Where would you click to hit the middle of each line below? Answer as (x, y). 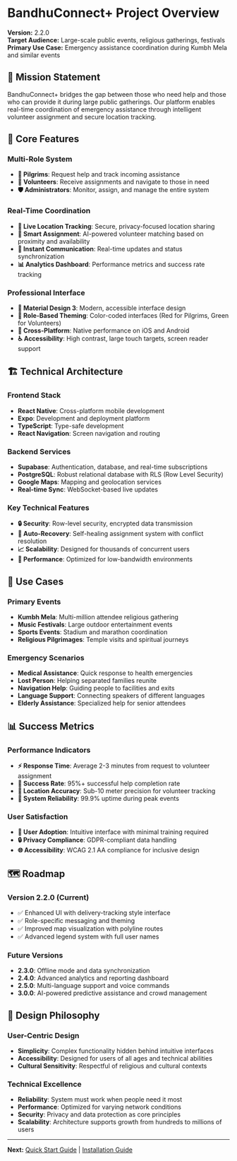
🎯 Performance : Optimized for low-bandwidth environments (105, 559)
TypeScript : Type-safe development (71, 426)
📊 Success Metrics (51, 726)
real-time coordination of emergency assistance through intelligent (104, 109)
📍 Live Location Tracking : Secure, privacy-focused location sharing (116, 226)
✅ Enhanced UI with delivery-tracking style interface (94, 912)
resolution (32, 541)
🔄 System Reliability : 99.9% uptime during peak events (98, 798)
